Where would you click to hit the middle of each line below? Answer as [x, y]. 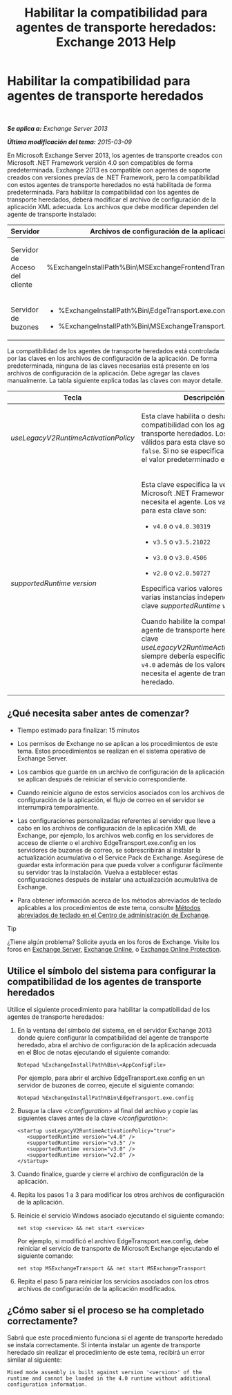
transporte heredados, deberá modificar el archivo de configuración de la [112, 199]
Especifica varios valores [182, 588]
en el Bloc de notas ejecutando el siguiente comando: [94, 1052]
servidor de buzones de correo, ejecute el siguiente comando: [106, 1085]
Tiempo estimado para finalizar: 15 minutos [78, 730]
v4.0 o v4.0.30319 [182, 526]
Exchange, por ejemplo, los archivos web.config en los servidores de [115, 835]
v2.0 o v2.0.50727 [182, 573]
